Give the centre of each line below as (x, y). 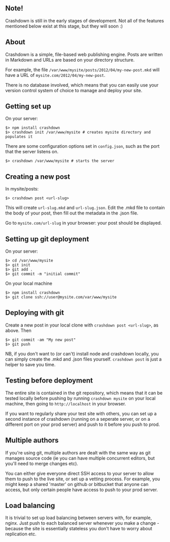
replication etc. (21, 534)
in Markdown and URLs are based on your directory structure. (70, 60)
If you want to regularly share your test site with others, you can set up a (81, 413)
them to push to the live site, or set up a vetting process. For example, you (83, 479)
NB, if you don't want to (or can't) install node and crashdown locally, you (82, 354)
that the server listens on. (32, 152)
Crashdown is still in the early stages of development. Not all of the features (84, 20)
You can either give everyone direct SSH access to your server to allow (80, 473)
